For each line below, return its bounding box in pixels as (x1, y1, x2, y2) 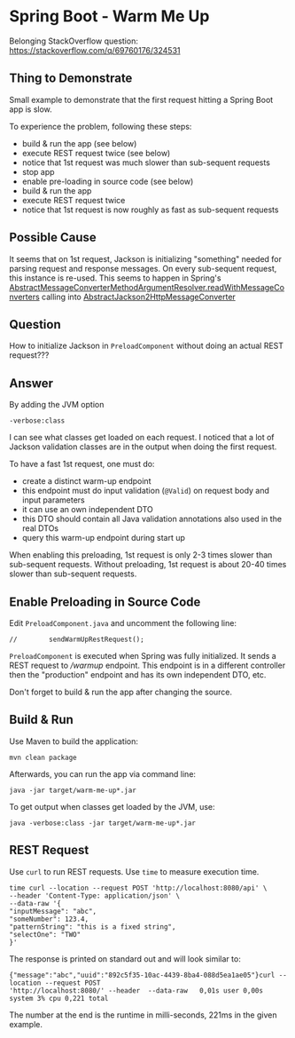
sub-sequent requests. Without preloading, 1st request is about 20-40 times (9, 559, 287, 570)
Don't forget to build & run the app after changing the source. (9, 686, 233, 697)
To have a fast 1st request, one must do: (9, 459, 155, 470)
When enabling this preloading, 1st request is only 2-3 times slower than (9, 550, 273, 560)
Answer (9, 376, 54, 391)
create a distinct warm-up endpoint (21, 476, 151, 487)
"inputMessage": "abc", (9, 907, 97, 915)
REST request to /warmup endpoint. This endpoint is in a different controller (9, 660, 286, 670)
